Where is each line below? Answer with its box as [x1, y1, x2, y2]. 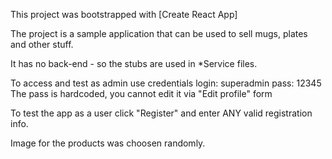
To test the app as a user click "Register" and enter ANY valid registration [10, 107, 313, 119]
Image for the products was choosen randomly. [10, 137, 206, 149]
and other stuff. [10, 39, 74, 50]
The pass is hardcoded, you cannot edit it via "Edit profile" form [10, 88, 273, 99]
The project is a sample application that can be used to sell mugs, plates [10, 28, 308, 39]
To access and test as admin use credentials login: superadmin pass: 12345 [10, 77, 322, 89]
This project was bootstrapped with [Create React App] [10, 9, 238, 20]
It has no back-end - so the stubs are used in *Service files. [10, 58, 258, 69]
